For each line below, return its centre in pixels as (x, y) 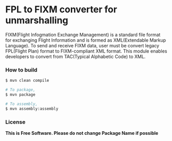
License (15, 122)
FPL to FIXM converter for (61, 10)
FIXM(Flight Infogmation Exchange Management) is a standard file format (83, 34)
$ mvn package (21, 94)
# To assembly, (22, 104)
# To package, (21, 90)
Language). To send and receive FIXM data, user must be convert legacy (82, 45)
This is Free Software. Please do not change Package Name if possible (82, 133)
